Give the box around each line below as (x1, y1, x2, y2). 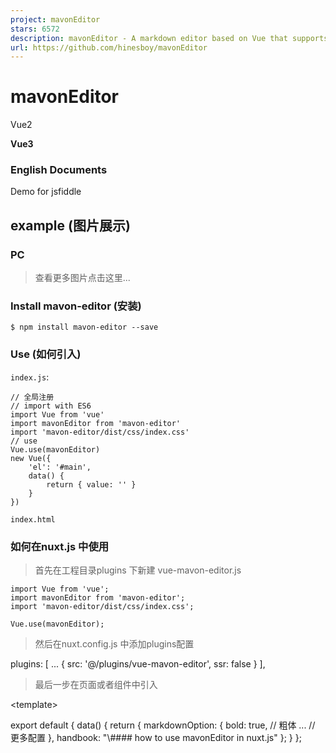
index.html (10, 514, 56, 525)
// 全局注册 (10, 392, 55, 402)
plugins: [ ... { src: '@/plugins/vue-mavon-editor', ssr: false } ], (10, 658, 266, 670)
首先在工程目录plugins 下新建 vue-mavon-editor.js (34, 564, 242, 576)
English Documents (10, 163, 108, 177)
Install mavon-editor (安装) (10, 299, 142, 313)
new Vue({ (10, 453, 52, 463)
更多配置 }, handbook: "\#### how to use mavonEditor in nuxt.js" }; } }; (10, 732, 302, 744)
